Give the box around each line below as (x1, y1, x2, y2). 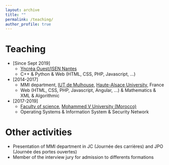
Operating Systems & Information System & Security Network (20, 109, 149, 115)
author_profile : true (5, 21, 51, 27)
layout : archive (5, 7, 40, 13)
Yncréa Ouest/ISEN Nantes (20, 65, 77, 72)
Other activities (5, 126, 72, 138)
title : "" (5, 12, 26, 17)
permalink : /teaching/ (5, 17, 53, 22)
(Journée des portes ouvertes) (12, 149, 77, 155)
